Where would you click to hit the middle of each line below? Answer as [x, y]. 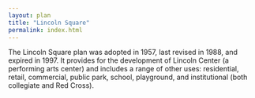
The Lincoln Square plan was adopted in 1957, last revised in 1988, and [123, 53]
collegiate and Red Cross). [51, 85]
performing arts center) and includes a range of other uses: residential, [124, 69]
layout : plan [30, 15]
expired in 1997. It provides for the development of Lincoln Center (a [118, 60]
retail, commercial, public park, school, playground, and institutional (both [128, 77]
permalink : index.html [45, 30]
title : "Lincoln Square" [49, 23]
